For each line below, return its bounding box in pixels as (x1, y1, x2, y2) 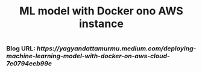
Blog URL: (6, 44, 36, 53)
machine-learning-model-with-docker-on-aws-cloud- (6, 52, 170, 61)
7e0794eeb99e (6, 59, 52, 68)
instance (79, 17, 124, 31)
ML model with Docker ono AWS (19, 4, 184, 18)
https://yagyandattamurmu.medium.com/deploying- (36, 44, 197, 53)
